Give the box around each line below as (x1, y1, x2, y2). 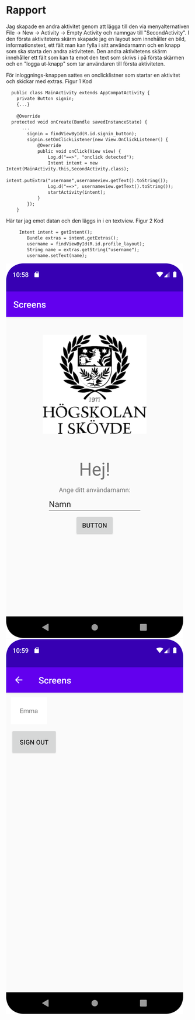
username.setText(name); (27, 252, 88, 258)
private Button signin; (16, 95, 75, 101)
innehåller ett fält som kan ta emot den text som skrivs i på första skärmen (6, 54, 185, 61)
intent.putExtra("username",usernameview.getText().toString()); (6, 177, 168, 183)
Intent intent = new (47, 160, 98, 166)
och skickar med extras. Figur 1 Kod (6, 77, 92, 85)
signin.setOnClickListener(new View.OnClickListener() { (27, 136, 168, 142)
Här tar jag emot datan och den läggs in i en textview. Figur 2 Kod (6, 217, 163, 224)
